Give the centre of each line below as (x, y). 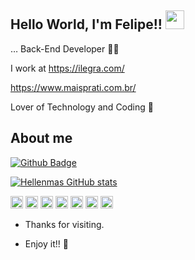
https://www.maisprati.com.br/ (73, 87)
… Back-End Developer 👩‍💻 (65, 48)
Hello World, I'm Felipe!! (86, 24)
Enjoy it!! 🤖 (46, 243)
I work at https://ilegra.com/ (67, 68)
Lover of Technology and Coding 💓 (82, 107)
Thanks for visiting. (64, 224)
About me (41, 138)
